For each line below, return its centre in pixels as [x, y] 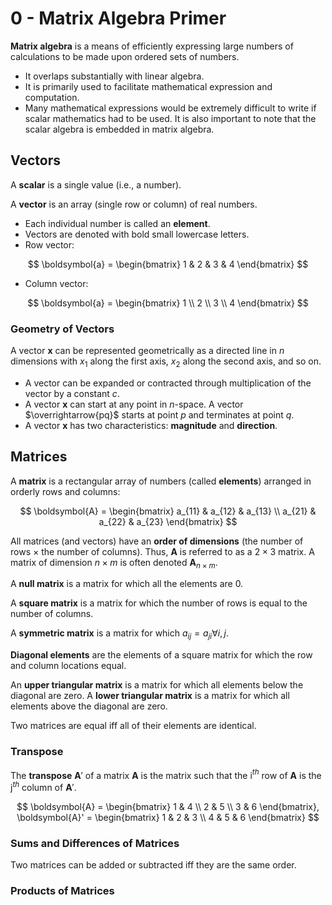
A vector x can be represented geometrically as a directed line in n [147, 351]
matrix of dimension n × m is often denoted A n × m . [114, 563]
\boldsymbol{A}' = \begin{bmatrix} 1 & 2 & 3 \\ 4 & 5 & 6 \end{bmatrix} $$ [168, 817]
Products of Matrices [62, 891]
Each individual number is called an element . [117, 223]
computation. [52, 97]
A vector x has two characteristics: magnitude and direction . [151, 425]
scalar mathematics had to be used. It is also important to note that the [170, 118]
